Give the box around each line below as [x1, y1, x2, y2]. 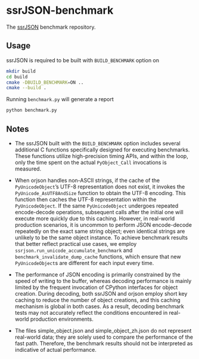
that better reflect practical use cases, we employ [14, 240, 137, 247]
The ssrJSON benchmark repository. [6, 23, 96, 31]
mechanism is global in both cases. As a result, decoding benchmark [14, 303, 185, 310]
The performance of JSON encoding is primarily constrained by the [14, 270, 181, 278]
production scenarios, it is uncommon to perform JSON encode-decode [14, 221, 192, 228]
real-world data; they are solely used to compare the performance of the [14, 333, 194, 340]
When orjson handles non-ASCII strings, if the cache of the [14, 177, 160, 184]
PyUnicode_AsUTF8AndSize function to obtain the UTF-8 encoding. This [14, 189, 186, 196]
